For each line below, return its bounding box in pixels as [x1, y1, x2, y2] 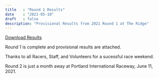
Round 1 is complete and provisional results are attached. [5, 44, 121, 50]
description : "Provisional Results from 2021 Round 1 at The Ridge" [5, 21, 149, 26]
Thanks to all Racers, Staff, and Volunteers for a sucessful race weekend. [5, 54, 154, 60]
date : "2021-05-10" [5, 12, 54, 17]
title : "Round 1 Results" [5, 7, 65, 12]
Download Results [5, 35, 42, 40]
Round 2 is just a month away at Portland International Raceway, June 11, [5, 63, 153, 69]
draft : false [5, 16, 39, 21]
